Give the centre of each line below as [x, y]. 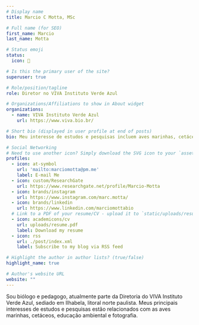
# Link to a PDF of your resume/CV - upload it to [75, 214]
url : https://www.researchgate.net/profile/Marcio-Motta [89, 186]
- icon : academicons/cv [41, 219]
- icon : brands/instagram [44, 192]
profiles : [18, 159]
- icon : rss [26, 236]
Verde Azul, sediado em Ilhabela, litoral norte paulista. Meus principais [92, 302]
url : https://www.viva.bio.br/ [55, 121]
